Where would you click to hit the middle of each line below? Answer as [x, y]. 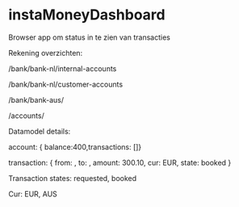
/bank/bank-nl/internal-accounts [63, 68]
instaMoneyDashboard [87, 15]
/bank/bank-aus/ [36, 99]
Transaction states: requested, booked [73, 178]
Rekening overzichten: [46, 53]
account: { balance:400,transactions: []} [75, 146]
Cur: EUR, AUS [33, 194]
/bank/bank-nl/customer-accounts [66, 84]
